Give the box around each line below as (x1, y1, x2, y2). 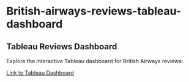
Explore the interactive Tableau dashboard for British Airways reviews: (6, 58, 183, 64)
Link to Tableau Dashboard (6, 69, 75, 77)
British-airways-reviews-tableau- (6, 4, 182, 18)
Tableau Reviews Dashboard (6, 41, 117, 52)
